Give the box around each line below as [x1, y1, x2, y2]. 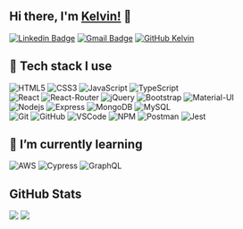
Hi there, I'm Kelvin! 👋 [9, 9, 132, 24]
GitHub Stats [9, 186, 82, 201]
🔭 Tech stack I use [9, 59, 113, 74]
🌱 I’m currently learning [9, 137, 143, 152]
